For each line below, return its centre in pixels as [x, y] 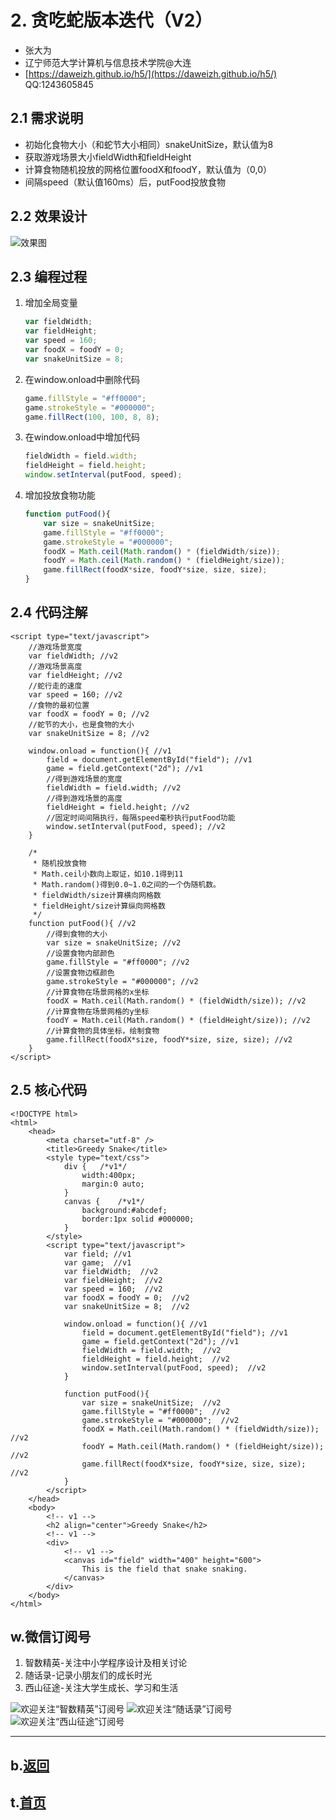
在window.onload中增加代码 [82, 437]
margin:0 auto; [113, 1184]
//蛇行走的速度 [55, 686]
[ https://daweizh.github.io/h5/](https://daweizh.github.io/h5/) [151, 73]
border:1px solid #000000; [138, 1219]
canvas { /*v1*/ [104, 1201]
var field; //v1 [97, 1254]
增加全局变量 [51, 303]
